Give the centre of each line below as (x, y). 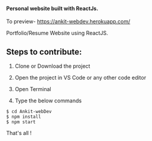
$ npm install (24, 117)
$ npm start (21, 122)
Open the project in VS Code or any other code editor (80, 78)
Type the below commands (48, 101)
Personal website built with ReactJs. (52, 8)
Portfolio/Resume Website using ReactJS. (57, 33)
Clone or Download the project (52, 66)
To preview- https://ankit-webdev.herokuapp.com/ (68, 21)
